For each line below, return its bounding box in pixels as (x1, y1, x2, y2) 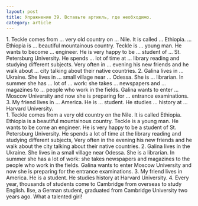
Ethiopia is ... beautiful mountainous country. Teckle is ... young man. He (6, 42, 182, 49)
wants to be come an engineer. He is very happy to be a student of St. (6, 124, 177, 131)
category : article (6, 20, 51, 25)
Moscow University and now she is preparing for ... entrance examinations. (6, 92, 189, 99)
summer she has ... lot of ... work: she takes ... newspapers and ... (6, 80, 167, 87)
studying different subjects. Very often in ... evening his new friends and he (6, 61, 189, 68)
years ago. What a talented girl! (6, 193, 83, 200)
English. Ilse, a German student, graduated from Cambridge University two (6, 187, 188, 194)
